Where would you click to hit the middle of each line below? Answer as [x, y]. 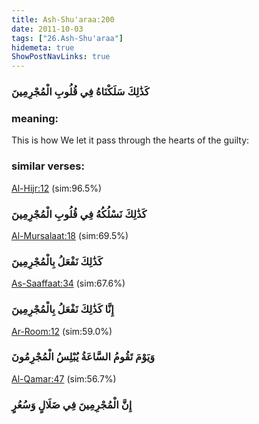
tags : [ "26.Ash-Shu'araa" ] [67, 38]
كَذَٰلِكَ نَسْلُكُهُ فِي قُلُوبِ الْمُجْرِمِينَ [79, 214]
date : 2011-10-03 [47, 29]
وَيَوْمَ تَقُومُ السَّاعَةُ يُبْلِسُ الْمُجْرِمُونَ [83, 357]
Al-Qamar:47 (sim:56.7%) [64, 378]
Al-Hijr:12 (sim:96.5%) [57, 188]
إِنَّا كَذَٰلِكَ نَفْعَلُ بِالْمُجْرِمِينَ [62, 309]
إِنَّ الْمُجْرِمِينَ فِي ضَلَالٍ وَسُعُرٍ [72, 404]
